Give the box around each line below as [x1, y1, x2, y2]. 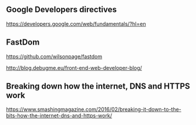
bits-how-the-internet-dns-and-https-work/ [6, 112, 113, 119]
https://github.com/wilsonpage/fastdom [6, 53, 103, 60]
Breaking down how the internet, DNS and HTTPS [6, 82, 191, 92]
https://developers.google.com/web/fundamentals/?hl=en [6, 20, 146, 27]
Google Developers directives [6, 5, 117, 15]
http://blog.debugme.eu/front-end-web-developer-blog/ [6, 64, 143, 71]
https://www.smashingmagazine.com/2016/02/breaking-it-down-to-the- [6, 106, 182, 113]
